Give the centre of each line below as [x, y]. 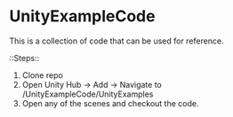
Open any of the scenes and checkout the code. [110, 103]
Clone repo [43, 75]
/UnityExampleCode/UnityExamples [88, 94]
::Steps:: [24, 58]
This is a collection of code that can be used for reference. [116, 41]
